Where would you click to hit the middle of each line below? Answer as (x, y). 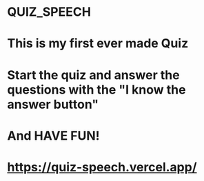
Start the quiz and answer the (94, 75)
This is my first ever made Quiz (98, 44)
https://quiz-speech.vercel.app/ (102, 167)
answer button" (53, 104)
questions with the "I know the (96, 89)
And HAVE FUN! (53, 136)
